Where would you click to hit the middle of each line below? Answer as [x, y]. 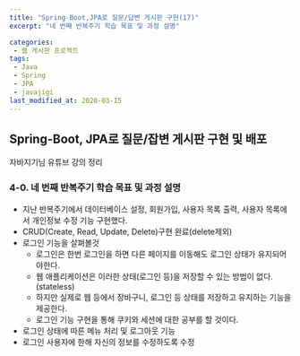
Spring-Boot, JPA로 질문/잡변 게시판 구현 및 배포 [138, 139]
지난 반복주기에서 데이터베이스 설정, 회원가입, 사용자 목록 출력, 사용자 [143, 209]
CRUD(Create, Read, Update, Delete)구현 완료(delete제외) [127, 231]
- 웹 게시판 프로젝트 [46, 50]
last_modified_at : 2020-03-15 [66, 100]
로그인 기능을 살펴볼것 [61, 242]
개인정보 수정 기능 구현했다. [80, 220]
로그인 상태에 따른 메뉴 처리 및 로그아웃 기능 [99, 330]
